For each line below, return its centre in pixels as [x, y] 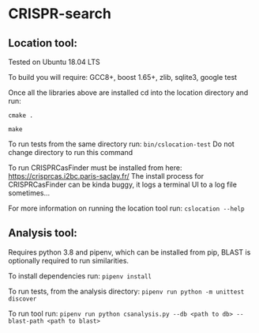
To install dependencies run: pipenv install [80, 276]
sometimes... [29, 193]
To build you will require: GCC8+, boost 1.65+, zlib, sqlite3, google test [123, 77]
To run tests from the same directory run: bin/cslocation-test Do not [121, 144]
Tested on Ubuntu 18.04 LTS [54, 62]
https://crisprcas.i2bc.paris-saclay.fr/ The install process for [106, 176]
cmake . [21, 115]
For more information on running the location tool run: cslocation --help [126, 208]
